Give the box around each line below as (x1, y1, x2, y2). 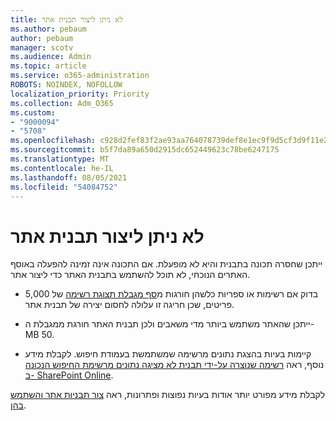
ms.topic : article (10, 61, 87, 71)
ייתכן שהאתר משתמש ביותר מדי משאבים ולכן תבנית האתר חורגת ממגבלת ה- (24, 318, 315, 330)
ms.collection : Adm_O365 (10, 98, 114, 108)
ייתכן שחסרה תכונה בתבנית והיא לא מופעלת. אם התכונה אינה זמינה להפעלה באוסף (10, 258, 323, 270)
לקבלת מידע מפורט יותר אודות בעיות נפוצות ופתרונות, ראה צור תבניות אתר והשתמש (10, 389, 326, 401)
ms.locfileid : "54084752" (10, 182, 118, 192)
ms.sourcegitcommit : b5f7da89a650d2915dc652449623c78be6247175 (10, 145, 280, 155)
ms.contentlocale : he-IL (10, 163, 114, 173)
